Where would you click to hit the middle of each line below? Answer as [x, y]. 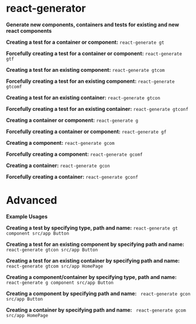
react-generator [46, 8]
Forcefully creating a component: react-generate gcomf [75, 154]
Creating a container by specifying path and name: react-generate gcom [96, 310]
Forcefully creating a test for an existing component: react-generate [90, 81]
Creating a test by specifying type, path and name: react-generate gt [92, 228]
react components [29, 30]
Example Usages [27, 216]
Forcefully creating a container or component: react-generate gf [86, 131]
